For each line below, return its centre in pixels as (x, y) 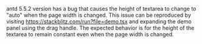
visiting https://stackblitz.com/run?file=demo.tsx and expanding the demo (99, 21)
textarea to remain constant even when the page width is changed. (90, 34)
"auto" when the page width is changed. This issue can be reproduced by (99, 15)
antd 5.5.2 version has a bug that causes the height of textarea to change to (101, 9)
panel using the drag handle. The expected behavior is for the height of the (100, 28)
